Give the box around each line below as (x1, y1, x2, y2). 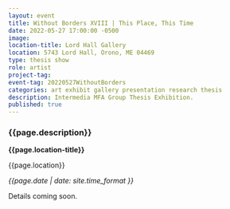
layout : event (8, 11, 56, 20)
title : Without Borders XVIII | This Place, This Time (8, 19, 194, 27)
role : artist (8, 64, 52, 72)
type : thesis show (8, 57, 69, 65)
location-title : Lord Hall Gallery (8, 41, 127, 49)
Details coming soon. (8, 191, 78, 201)
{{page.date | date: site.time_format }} (8, 176, 134, 186)
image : (8, 34, 30, 42)
